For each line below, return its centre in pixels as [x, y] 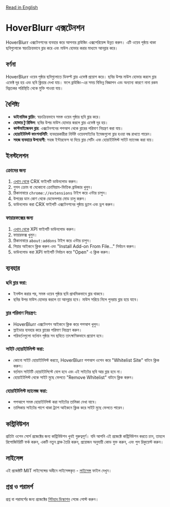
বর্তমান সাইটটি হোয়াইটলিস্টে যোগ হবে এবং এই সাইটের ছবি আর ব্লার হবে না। [68, 372]
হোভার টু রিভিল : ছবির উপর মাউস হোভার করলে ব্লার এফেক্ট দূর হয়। [61, 122]
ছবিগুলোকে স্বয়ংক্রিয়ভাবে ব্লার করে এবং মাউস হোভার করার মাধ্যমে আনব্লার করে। [62, 48]
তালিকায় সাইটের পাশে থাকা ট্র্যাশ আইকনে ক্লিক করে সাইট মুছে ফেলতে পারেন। [69, 408]
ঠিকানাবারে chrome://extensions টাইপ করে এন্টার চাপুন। [60, 193]
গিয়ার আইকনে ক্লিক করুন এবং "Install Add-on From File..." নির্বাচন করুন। [75, 246]
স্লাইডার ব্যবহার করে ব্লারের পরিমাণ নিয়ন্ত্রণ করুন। [48, 330]
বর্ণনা [11, 64]
